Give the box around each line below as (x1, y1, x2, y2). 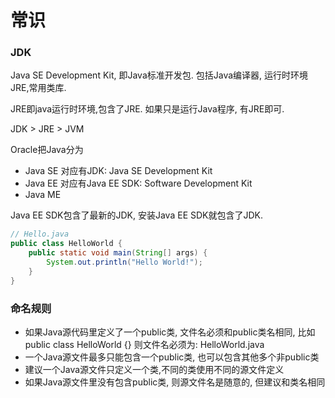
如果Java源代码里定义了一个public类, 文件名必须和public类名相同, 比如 (24, 326, 316, 338)
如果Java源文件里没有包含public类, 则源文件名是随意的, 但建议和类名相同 (24, 376, 326, 388)
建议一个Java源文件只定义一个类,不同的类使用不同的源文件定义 (24, 364, 285, 376)
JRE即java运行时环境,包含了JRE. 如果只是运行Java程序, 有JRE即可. (10, 103, 285, 115)
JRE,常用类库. (10, 82, 67, 94)
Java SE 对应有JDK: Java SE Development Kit (24, 165, 213, 177)
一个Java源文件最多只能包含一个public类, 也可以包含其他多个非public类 (24, 351, 320, 363)
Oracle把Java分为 (10, 144, 84, 156)
